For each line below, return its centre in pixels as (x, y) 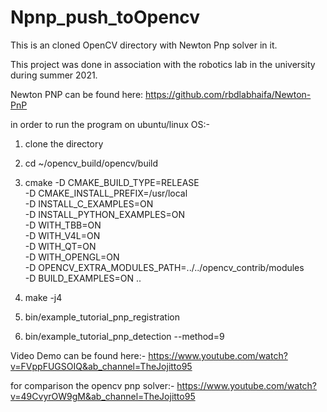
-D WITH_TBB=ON (63, 225)
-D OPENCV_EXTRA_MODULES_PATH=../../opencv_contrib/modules (164, 267)
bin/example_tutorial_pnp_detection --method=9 (124, 336)
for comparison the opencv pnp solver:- (92, 385)
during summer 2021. (54, 75)
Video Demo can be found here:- (78, 355)
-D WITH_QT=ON (60, 246)
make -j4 (43, 297)
